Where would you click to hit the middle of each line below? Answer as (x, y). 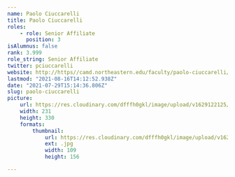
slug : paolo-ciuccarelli (43, 92)
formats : (33, 124)
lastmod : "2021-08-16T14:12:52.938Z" (62, 79)
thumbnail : (48, 131)
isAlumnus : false (33, 46)
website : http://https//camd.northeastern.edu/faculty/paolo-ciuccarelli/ (119, 72)
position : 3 (43, 40)
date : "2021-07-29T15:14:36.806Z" (58, 85)
